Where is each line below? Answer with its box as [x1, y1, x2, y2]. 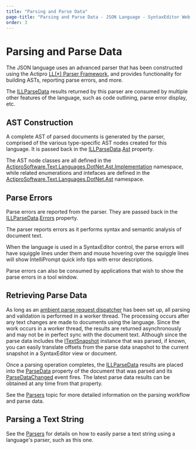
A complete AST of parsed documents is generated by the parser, [6, 133, 165, 140]
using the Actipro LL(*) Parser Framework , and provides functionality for [6, 70, 182, 77]
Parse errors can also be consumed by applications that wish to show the [6, 267, 184, 274]
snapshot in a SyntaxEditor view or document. [6, 350, 117, 357]
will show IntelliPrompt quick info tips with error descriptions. [6, 256, 154, 263]
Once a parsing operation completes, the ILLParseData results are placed [6, 361, 184, 368]
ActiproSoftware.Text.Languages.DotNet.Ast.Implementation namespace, [6, 163, 184, 170]
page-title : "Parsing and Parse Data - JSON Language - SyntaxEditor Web [6, 14, 191, 20]
